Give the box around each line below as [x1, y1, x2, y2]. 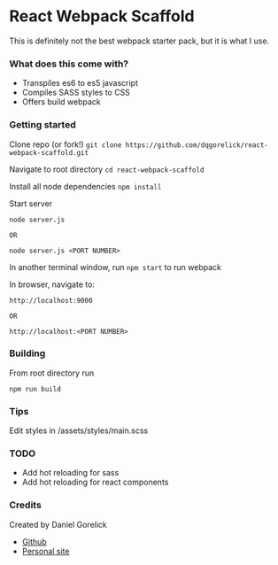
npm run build [9, 384, 62, 393]
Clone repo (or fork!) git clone [9, 139, 122, 150]
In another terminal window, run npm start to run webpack [9, 261, 222, 272]
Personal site [21, 546, 70, 556]
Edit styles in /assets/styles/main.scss [9, 425, 149, 436]
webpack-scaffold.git [9, 148, 89, 157]
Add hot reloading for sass [21, 468, 120, 478]
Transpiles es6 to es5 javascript [21, 78, 139, 89]
